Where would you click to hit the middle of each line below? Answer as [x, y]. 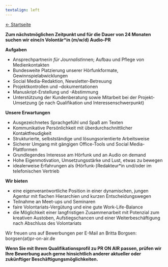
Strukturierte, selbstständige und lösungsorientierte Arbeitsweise [81, 138]
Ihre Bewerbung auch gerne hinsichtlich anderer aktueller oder [73, 254]
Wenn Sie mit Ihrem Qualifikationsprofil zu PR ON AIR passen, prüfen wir [83, 248]
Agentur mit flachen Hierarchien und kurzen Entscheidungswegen [82, 196]
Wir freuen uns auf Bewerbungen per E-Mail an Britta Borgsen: [71, 233]
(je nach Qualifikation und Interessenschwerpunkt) [91, 103]
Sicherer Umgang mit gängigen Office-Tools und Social [71, 144]
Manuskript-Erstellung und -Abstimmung [55, 92]
